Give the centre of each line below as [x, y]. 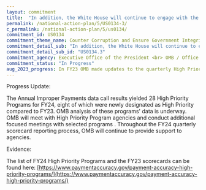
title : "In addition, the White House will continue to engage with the [103, 18]
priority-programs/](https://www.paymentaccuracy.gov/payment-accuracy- [102, 174]
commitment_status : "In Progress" [51, 63]
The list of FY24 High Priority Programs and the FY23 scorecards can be [98, 161]
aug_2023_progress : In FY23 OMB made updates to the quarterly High [96, 69]
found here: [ [23, 168]
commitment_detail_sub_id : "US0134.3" [56, 52]
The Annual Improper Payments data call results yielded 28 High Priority [97, 98]
